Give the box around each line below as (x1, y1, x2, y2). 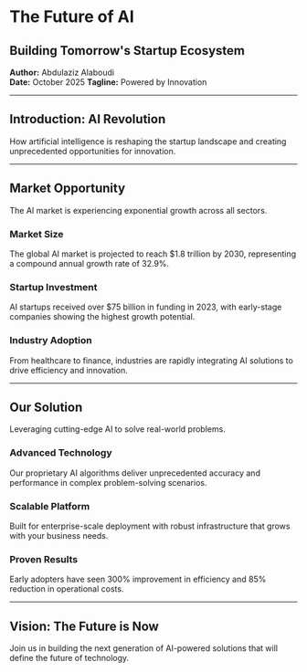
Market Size (9, 227, 64, 240)
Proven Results (9, 552, 79, 565)
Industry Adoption (9, 334, 93, 347)
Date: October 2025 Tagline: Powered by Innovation (9, 77, 207, 88)
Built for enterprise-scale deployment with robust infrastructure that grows (9, 520, 291, 531)
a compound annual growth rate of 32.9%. (9, 257, 170, 268)
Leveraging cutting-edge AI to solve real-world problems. (9, 424, 226, 435)
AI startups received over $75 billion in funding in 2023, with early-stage (9, 301, 282, 312)
